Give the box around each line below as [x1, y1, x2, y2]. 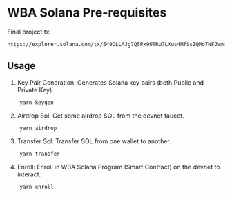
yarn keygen [19, 98, 54, 106]
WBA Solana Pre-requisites [7, 5, 167, 21]
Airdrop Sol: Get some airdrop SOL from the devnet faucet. [17, 112, 184, 120]
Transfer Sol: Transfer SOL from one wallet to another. [17, 137, 171, 145]
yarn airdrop [19, 125, 57, 132]
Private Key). [17, 85, 54, 94]
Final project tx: [7, 28, 52, 36]
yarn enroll [19, 184, 54, 191]
